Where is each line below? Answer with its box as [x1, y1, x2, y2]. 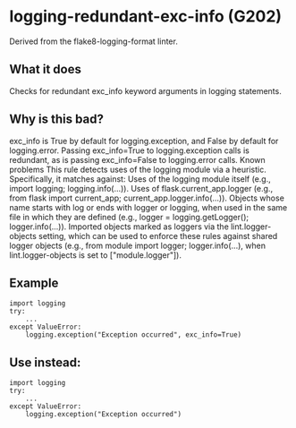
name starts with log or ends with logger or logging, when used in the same [9, 201, 288, 212]
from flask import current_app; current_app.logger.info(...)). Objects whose [9, 193, 284, 203]
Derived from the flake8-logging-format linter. [9, 36, 179, 47]
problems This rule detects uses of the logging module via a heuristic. [9, 164, 266, 175]
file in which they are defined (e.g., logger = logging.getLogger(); [9, 211, 249, 222]
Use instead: [9, 355, 81, 370]
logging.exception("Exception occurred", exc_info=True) [25, 330, 242, 339]
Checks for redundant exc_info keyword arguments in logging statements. [9, 85, 282, 96]
